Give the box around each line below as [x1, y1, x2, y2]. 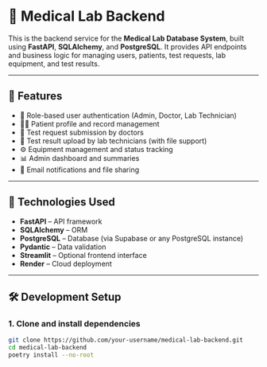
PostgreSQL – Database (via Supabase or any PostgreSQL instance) [19, 233, 244, 243]
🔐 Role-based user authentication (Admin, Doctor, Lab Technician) [19, 111, 237, 120]
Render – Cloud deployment [19, 259, 113, 268]
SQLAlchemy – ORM [19, 224, 88, 234]
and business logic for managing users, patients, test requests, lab [8, 50, 226, 60]
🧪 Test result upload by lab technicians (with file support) [19, 135, 207, 146]
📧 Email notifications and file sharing [19, 165, 140, 174]
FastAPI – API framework [19, 217, 103, 226]
